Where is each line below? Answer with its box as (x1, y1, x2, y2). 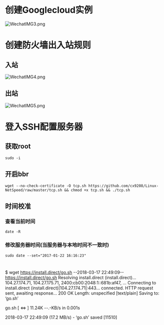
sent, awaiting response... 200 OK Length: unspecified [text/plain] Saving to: (5, 290, 160, 296)
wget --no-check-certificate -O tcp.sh (5, 183, 87, 188)
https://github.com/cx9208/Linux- (88, 183, 159, 188)
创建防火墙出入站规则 (5, 40, 92, 51)
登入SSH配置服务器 (5, 121, 83, 132)
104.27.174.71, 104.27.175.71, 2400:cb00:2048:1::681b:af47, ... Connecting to (5, 279, 157, 285)
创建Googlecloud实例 (5, 4, 93, 16)
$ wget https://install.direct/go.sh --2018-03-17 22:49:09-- (5, 269, 124, 275)
